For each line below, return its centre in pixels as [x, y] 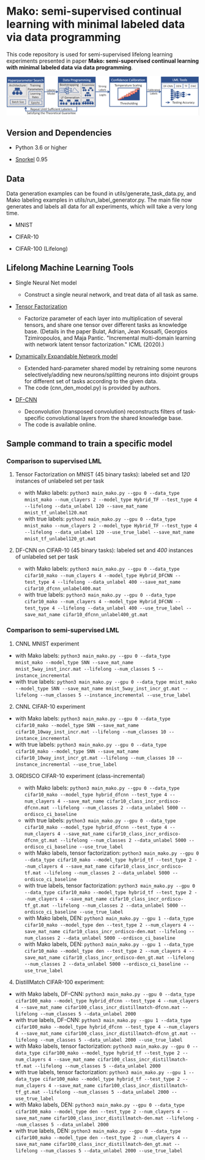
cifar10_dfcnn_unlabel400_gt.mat [105, 615]
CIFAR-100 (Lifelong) [42, 248]
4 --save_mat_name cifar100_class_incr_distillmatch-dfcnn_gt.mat [102, 1033]
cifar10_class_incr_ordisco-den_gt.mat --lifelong [129, 958]
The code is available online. [60, 424]
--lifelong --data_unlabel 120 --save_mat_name [86, 506]
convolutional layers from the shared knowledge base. [114, 418]
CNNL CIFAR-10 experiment [50, 706]
